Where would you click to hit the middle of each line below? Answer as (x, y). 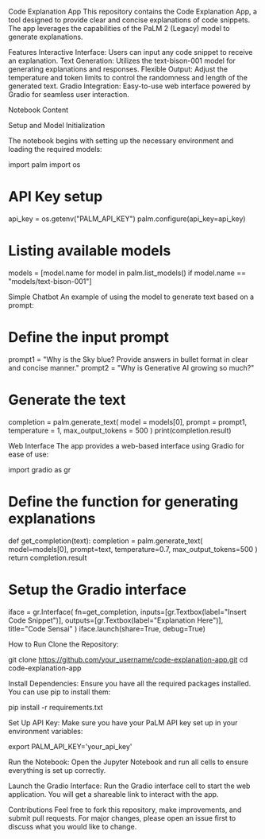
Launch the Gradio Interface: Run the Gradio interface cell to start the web (129, 786)
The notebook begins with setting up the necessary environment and (121, 141)
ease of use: (29, 454)
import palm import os (44, 165)
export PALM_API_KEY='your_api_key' (70, 746)
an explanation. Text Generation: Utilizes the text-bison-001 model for (122, 60)
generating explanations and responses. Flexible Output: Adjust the (118, 69)
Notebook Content (38, 110)
